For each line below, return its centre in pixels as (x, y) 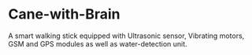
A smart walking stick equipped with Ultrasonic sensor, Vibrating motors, (126, 36)
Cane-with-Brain (64, 14)
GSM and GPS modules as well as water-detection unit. (98, 43)
